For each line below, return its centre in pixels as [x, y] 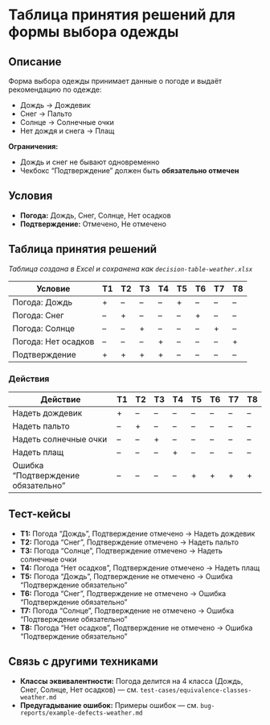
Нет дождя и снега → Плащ [67, 131]
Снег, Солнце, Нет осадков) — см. [79, 690]
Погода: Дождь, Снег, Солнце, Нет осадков [95, 215]
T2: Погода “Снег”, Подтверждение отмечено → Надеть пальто [129, 542]
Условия [31, 196]
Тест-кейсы [39, 514]
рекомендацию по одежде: [55, 89]
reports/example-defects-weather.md [81, 713]
